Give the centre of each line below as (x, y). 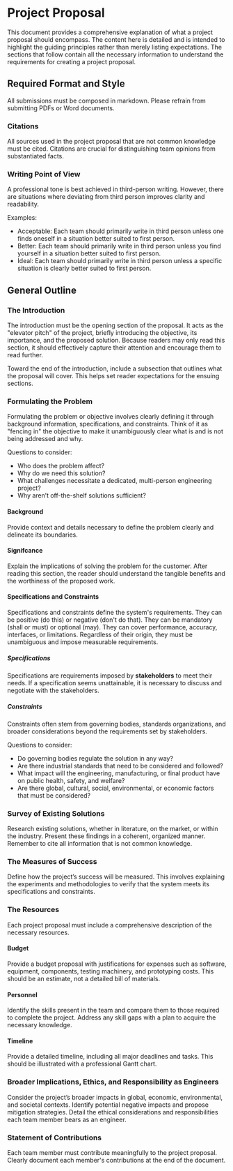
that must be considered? (54, 795)
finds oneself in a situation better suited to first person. (96, 239)
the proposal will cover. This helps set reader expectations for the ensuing (113, 376)
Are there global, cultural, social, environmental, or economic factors (115, 788)
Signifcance (25, 551)
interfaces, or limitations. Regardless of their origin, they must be (100, 634)
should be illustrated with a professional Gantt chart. (82, 1064)
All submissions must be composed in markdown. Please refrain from (107, 100)
